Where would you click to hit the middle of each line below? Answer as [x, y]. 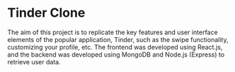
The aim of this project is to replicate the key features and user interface [113, 32]
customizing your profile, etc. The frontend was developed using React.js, [115, 47]
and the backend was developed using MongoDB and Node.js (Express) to [116, 55]
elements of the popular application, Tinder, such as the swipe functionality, [118, 39]
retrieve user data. [34, 62]
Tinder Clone [46, 13]
